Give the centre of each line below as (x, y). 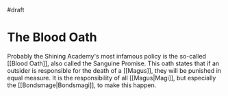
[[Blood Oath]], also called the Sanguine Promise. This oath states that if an (113, 63)
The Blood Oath (52, 37)
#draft (16, 10)
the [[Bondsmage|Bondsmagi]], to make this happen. (82, 85)
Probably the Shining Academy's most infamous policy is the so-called (107, 56)
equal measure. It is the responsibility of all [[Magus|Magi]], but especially (112, 78)
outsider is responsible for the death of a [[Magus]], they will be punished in (114, 70)
